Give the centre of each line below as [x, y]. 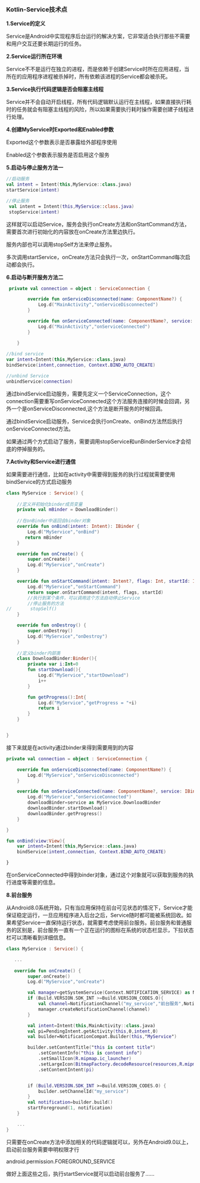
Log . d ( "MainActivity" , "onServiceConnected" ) [94, 327]
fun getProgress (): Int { [57, 697]
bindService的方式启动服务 [39, 481]
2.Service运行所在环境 [34, 56]
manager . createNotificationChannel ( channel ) [94, 1009]
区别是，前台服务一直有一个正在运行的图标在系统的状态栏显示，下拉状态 [105, 930]
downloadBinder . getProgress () [65, 813]
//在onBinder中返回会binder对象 [54, 521]
